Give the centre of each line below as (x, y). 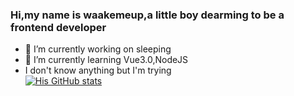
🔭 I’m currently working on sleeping (98, 49)
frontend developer (58, 27)
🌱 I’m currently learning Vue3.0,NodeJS (106, 60)
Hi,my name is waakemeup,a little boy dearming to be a (147, 15)
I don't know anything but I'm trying (98, 70)
